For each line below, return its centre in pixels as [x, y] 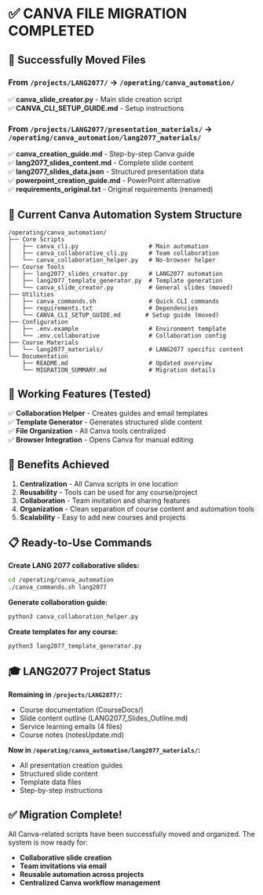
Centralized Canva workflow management [90, 882]
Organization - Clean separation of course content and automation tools [137, 508]
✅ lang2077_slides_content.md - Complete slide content [101, 163]
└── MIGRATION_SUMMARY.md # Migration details [119, 370]
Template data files [50, 782]
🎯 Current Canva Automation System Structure [125, 214]
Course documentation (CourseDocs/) [81, 710]
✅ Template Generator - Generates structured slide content [105, 422]
